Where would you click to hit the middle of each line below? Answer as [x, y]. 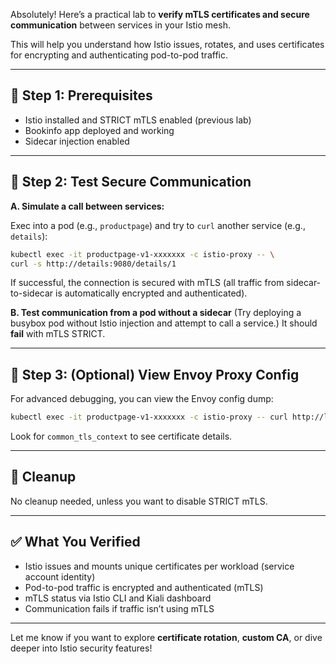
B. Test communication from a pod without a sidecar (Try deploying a [156, 313]
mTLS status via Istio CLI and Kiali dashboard [118, 598]
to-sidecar [32, 293]
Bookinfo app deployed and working [99, 130]
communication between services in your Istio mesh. [120, 25]
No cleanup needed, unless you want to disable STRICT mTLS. [139, 501]
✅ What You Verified [75, 542]
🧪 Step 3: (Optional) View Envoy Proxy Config [155, 374]
